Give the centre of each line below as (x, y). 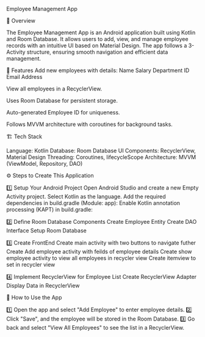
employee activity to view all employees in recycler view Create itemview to (101, 258)
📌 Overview (21, 20)
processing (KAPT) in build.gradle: (50, 209)
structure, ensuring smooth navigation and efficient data (97, 52)
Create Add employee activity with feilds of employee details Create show (99, 251)
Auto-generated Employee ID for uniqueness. (63, 112)
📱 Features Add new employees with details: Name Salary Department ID (98, 70)
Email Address (24, 77)
